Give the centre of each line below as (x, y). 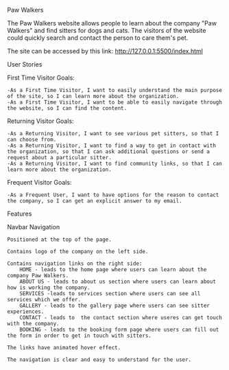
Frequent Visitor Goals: (39, 182)
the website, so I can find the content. (67, 108)
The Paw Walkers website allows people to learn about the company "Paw (112, 23)
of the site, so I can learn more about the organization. (93, 96)
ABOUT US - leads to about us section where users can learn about (118, 281)
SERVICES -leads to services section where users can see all (110, 294)
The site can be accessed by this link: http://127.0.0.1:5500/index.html (105, 51)
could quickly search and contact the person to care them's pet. (98, 38)
